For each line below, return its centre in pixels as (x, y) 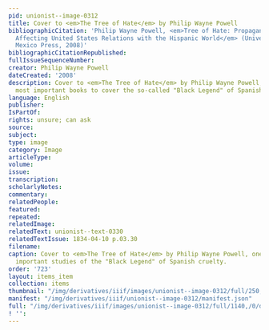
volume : (21, 165)
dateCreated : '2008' (43, 75)
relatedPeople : (34, 202)
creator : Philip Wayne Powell (59, 68)
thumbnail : (26, 292)
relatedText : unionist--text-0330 (66, 232)
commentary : (28, 194)
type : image (28, 142)
